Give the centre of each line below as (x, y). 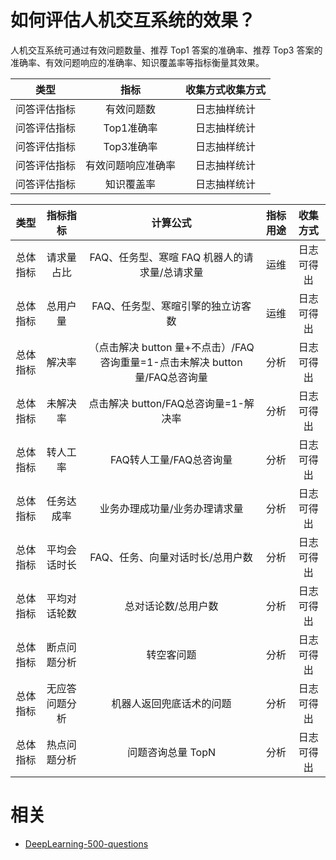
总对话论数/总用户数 (171, 606)
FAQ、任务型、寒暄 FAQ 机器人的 (166, 257)
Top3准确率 (130, 146)
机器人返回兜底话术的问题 (171, 703)
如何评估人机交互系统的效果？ (133, 20)
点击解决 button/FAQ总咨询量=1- (166, 403)
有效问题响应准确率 (131, 165)
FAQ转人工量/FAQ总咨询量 (171, 459)
